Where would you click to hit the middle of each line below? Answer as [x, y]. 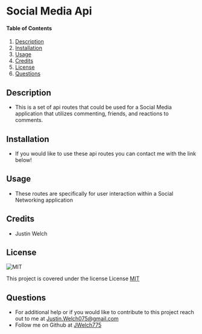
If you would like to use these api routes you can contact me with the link [106, 154]
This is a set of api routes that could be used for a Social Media [93, 108]
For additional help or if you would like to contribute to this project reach [105, 312]
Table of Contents [29, 28]
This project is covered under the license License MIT [73, 278]
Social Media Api [49, 11]
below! [23, 160]
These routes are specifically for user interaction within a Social [94, 193]
